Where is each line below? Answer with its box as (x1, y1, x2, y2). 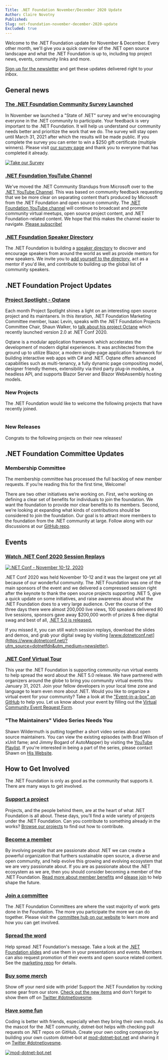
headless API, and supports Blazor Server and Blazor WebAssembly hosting (5, 371, 162, 377)
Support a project (5, 796, 49, 803)
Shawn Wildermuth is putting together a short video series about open (5, 728, 150, 734)
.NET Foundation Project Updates (5, 281, 112, 290)
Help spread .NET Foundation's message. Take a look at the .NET (5, 944, 140, 950)
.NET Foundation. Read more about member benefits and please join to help (5, 874, 162, 880)
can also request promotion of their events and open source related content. (5, 954, 163, 960)
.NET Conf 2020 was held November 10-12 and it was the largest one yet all (5, 574, 162, 580)
